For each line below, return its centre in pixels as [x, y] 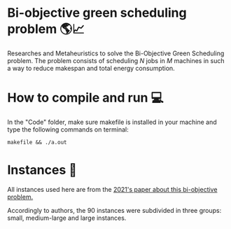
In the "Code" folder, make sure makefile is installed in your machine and [112, 122]
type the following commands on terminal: [68, 129]
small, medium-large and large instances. [67, 218]
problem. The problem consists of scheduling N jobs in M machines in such [116, 60]
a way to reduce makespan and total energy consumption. [91, 68]
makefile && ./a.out [37, 142]
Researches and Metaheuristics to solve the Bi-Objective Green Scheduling [116, 53]
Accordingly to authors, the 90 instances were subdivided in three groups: [114, 210]
